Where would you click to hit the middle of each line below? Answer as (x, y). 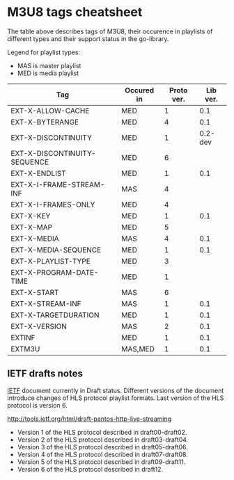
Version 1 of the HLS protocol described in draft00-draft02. (102, 432)
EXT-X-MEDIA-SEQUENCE (56, 250)
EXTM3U (25, 349)
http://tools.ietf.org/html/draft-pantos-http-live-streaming (89, 419)
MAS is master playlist (49, 65)
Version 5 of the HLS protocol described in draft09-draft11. (101, 462)
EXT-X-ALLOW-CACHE (50, 111)
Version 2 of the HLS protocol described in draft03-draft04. (103, 440)
